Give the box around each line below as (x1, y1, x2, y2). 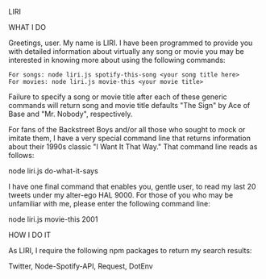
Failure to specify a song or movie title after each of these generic (8, 92, 227, 102)
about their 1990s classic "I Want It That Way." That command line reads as (8, 142, 258, 152)
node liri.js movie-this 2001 (8, 214, 98, 224)
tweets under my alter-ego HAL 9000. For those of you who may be (8, 190, 234, 200)
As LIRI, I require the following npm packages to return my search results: (8, 246, 252, 255)
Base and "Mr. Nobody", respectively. (8, 109, 133, 119)
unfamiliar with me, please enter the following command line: (8, 199, 211, 208)
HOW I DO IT (8, 230, 52, 239)
